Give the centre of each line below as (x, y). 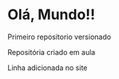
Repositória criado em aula (52, 52)
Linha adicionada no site (48, 67)
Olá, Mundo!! (52, 15)
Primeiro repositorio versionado (59, 37)
